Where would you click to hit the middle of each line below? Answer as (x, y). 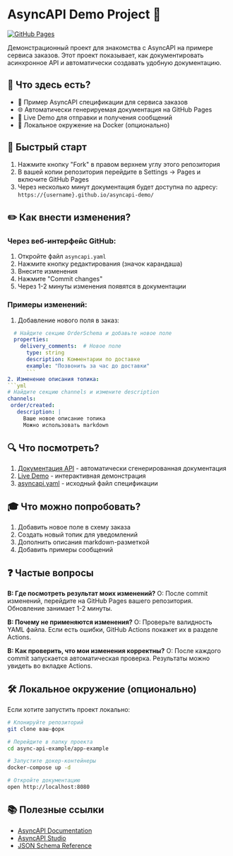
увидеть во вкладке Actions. (50, 666)
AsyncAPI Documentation (55, 831)
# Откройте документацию (44, 780)
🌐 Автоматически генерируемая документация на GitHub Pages (115, 110)
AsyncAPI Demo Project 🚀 (84, 14)
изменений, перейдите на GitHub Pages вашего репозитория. (100, 601)
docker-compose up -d (39, 768)
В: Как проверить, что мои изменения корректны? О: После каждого (114, 651)
